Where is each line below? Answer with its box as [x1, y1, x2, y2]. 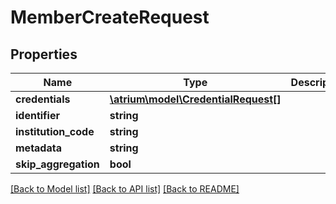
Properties [10, 46, 78, 63]
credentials [15, 92, 71, 106]
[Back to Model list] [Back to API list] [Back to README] [10, 183, 240, 195]
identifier [15, 109, 60, 122]
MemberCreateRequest [10, 6, 210, 29]
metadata [15, 141, 62, 155]
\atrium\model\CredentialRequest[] [109, 92, 282, 106]
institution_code [15, 125, 95, 138]
